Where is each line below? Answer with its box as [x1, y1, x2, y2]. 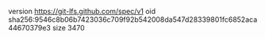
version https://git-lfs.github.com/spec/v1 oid [8, 7, 156, 16]
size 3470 [52, 23, 85, 32]
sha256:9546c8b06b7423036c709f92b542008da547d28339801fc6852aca [8, 15, 258, 24]
